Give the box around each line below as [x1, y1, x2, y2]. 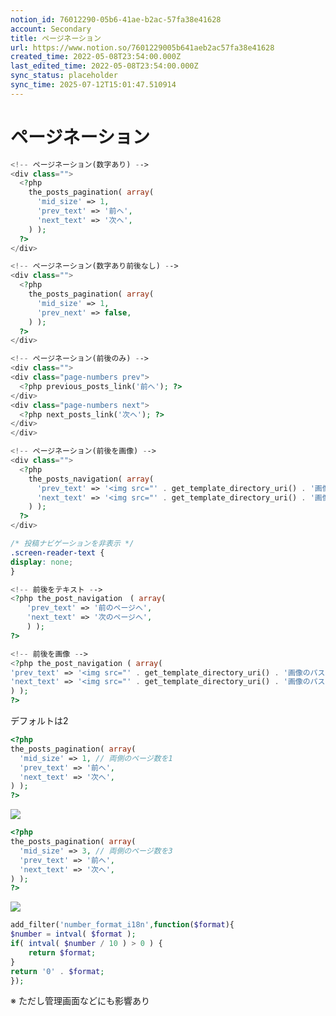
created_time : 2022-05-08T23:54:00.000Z [10, 52, 182, 62]
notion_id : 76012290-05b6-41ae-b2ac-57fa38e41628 [10, 14, 222, 25]
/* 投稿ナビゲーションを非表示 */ [10, 539, 135, 549]
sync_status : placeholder [10, 71, 118, 81]
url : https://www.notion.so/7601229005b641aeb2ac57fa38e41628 [10, 42, 275, 53]
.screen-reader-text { [10, 547, 105, 558]
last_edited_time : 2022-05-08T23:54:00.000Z [10, 61, 199, 71]
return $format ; [28, 947, 97, 958]
